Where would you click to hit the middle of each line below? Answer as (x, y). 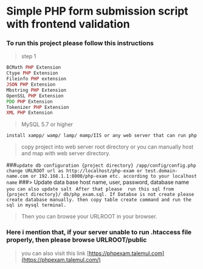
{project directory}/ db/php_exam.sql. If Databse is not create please (100, 195)
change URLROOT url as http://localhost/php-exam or (74, 171)
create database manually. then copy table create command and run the (99, 200)
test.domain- (161, 171)
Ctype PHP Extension (33, 73)
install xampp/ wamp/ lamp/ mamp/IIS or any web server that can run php (102, 136)
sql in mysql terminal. (36, 205)
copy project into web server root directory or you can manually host (107, 147)
